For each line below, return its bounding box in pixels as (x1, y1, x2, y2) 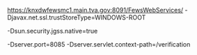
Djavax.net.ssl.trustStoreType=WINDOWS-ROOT (7, 13, 146, 22)
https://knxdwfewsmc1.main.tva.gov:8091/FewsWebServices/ (7, 6, 184, 14)
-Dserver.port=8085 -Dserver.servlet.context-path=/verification (7, 40, 191, 48)
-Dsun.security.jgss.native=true (7, 27, 98, 35)
